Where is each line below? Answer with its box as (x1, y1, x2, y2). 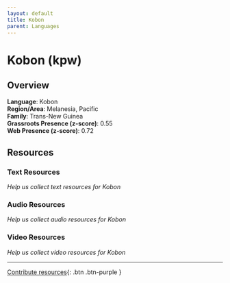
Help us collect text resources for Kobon (7, 183, 121, 191)
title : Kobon (7, 16, 44, 23)
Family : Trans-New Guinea (7, 112, 84, 121)
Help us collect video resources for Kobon (7, 248, 126, 256)
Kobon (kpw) (7, 52, 82, 68)
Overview (7, 79, 50, 91)
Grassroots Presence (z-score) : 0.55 (7, 119, 113, 127)
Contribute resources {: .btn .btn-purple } (7, 268, 122, 276)
